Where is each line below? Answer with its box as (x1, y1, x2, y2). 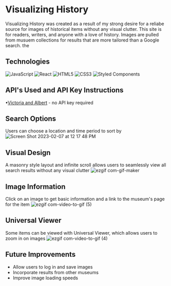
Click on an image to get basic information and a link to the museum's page (5, 196, 165, 202)
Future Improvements (5, 250, 76, 259)
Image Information (5, 182, 66, 191)
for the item (5, 201, 30, 207)
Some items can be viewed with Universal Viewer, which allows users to (5, 230, 158, 236)
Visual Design (5, 148, 51, 157)
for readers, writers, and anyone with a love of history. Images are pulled (5, 31, 159, 37)
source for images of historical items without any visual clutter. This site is (5, 26, 162, 32)
